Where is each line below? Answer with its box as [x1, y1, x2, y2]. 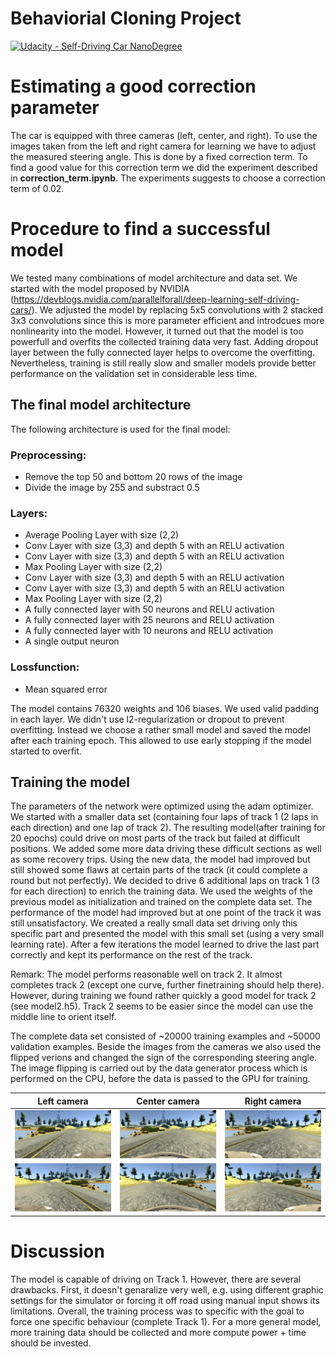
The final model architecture [10, 397, 192, 414]
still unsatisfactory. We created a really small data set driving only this [10, 917, 298, 929]
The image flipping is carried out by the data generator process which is [10, 1062, 308, 1074]
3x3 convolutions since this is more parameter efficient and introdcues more [10, 314, 325, 326]
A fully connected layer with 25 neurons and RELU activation [24, 614, 275, 626]
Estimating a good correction [10, 75, 257, 98]
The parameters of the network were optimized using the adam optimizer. [10, 800, 314, 812]
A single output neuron [24, 635, 120, 647]
